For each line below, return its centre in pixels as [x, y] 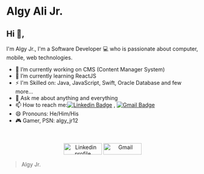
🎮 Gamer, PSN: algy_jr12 [46, 121]
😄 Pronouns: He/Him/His [47, 114]
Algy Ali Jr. [35, 11]
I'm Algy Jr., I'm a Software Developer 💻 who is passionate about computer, [102, 49]
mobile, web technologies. [39, 57]
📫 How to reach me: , [65, 105]
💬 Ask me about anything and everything [66, 98]
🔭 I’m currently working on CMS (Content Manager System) [90, 69]
